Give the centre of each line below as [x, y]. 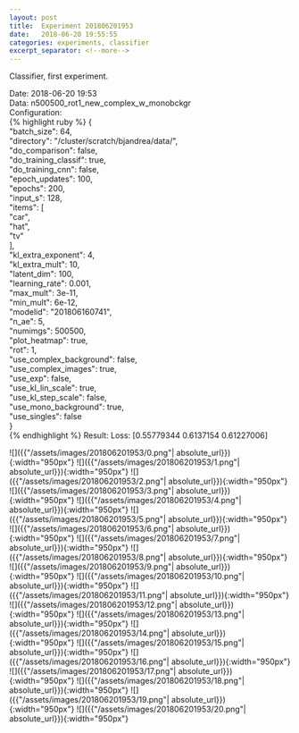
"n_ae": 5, [27, 322]
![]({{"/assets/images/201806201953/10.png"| [161, 577]
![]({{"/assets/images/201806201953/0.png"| [92, 453]
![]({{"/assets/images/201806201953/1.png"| [158, 462]
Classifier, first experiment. [59, 76]
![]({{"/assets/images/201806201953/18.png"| [161, 681]
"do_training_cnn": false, [54, 170]
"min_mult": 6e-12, [44, 303]
